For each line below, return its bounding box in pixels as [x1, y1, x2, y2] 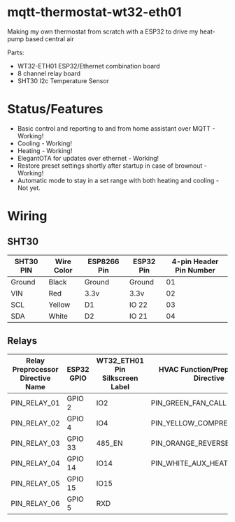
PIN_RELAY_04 [10, 458, 61, 468]
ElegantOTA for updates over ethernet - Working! [17, 154, 159, 162]
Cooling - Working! [17, 139, 72, 147]
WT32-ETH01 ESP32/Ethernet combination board [17, 61, 160, 70]
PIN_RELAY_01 [10, 398, 61, 407]
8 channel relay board [17, 69, 81, 78]
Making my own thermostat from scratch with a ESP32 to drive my [7, 27, 199, 36]
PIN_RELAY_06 [10, 498, 61, 508]
